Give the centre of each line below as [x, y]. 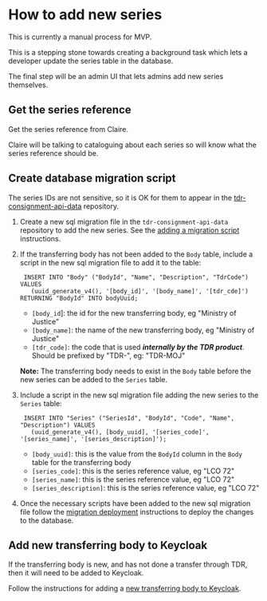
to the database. [47, 520]
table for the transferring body [81, 462]
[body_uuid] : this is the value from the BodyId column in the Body [137, 454]
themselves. [28, 85]
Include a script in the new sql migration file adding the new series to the [139, 395]
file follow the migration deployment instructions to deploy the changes [137, 511]
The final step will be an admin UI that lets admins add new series [116, 76]
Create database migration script [92, 179]
